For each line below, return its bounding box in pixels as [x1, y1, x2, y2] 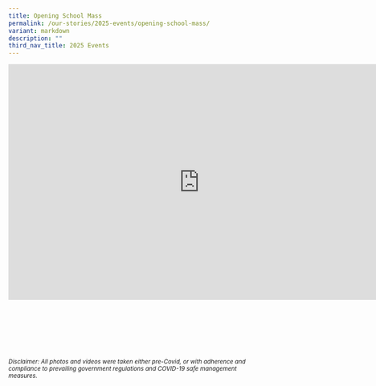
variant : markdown [8, 27, 70, 35]
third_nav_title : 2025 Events [8, 42, 110, 50]
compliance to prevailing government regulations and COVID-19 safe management [8, 365, 237, 373]
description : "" [8, 34, 63, 43]
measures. [8, 372, 38, 380]
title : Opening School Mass [8, 11, 103, 20]
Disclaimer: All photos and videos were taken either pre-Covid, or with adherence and [8, 358, 247, 366]
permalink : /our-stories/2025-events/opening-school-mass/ [8, 19, 210, 27]
